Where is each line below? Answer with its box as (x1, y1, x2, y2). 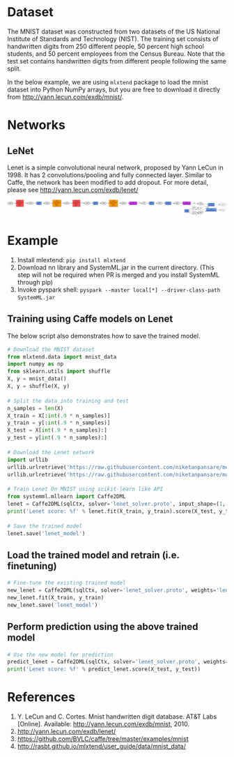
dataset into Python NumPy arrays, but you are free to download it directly (7, 85, 221, 93)
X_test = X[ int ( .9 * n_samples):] (7, 427, 108, 434)
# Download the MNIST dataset (7, 346, 95, 353)
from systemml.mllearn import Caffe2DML (7, 493, 127, 500)
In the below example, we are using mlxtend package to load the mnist (7, 77, 209, 86)
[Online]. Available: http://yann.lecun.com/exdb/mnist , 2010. (17, 720, 190, 728)
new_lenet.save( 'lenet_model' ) (7, 601, 98, 608)
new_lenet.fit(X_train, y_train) (7, 594, 104, 601)
